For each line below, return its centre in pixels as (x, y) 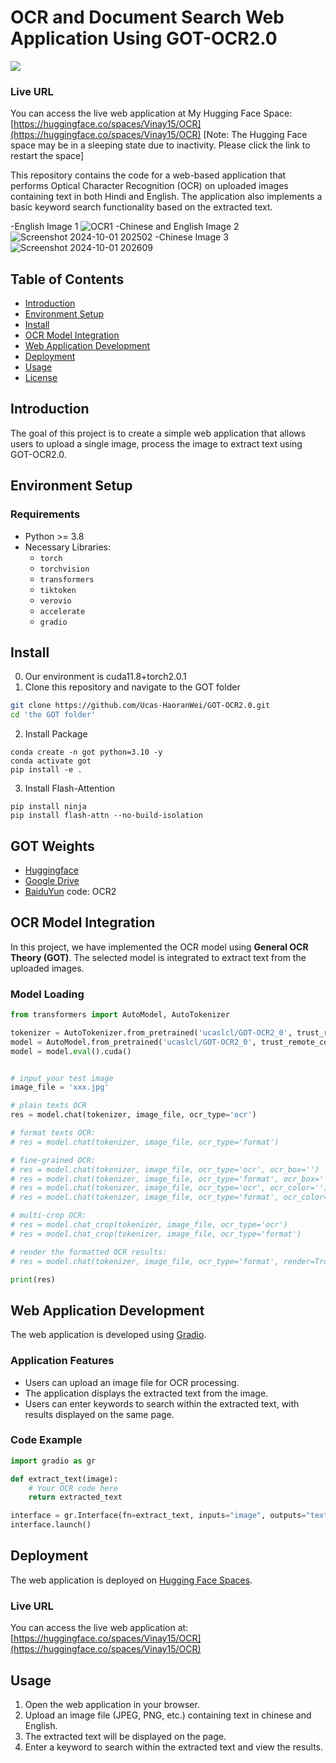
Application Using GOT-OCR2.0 (144, 38)
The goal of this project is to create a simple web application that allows (158, 433)
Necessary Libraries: (67, 547)
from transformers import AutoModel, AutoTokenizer (120, 1015)
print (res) (33, 1279)
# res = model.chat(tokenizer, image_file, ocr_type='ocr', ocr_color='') (169, 1188)
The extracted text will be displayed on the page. (125, 1736)
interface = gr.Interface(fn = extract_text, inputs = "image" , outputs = (158, 1516)
